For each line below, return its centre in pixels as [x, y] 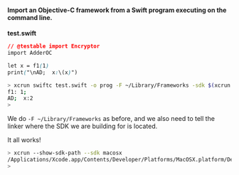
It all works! [24, 140]
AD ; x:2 [20, 99]
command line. [30, 17]
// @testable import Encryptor [54, 46]
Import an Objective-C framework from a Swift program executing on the [117, 10]
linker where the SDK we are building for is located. [83, 126]
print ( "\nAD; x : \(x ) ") [43, 72]
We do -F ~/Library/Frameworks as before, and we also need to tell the [111, 119]
